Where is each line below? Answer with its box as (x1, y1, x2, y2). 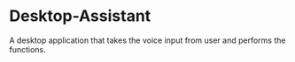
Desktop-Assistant (9, 6, 151, 26)
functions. (9, 44, 46, 54)
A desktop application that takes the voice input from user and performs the (9, 35, 286, 45)
